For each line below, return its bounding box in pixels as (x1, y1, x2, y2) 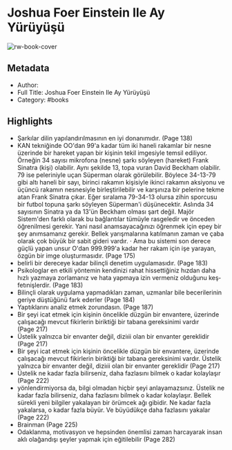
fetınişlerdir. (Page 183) (17, 281, 84, 289)
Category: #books (17, 95, 69, 104)
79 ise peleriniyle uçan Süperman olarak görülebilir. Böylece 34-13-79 (17, 171, 216, 179)
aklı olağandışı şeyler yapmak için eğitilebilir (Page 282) (17, 435, 176, 443)
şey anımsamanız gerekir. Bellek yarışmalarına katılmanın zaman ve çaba (17, 229, 224, 238)
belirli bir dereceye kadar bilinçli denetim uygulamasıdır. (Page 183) (17, 259, 209, 267)
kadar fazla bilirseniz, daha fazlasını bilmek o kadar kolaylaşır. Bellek (17, 391, 212, 399)
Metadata (7, 62, 50, 74)
